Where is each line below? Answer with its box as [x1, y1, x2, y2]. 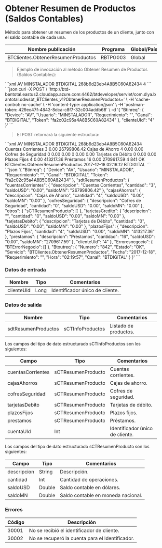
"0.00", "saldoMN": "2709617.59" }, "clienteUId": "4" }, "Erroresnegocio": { [5, 238, 153, 245]
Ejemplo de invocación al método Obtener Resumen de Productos [16, 66, 148, 72]
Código [7, 519, 25, 526]
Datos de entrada [5, 266, 46, 273]
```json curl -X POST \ [5, 86, 48, 92]
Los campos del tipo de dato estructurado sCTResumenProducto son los [5, 443, 149, 449]
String [39, 468, 53, 475]
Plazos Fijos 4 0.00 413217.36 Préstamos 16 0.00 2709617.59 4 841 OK [5, 156, 145, 162]
